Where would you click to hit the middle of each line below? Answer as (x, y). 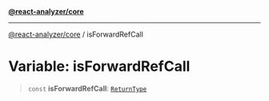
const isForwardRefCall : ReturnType (87, 88)
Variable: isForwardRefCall (99, 66)
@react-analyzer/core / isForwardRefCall (76, 34)
